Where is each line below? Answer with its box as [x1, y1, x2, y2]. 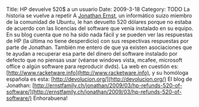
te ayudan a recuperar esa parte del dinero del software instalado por [6, 50, 178, 57]
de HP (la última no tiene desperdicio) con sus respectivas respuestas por [6, 38, 189, 44]
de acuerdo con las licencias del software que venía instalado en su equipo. [6, 25, 194, 32]
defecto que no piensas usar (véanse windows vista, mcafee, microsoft [6, 57, 183, 63]
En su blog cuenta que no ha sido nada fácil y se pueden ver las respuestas [6, 31, 193, 38]
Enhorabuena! [32, 94, 68, 102]
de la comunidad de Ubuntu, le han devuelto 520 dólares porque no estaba [6, 19, 192, 25]
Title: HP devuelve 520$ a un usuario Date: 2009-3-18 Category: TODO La [6, 6, 190, 13]
